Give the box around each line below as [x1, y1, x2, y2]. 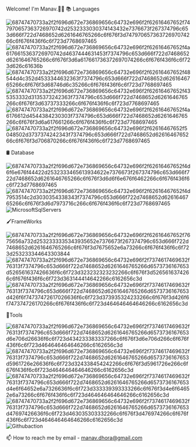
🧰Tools [6, 311, 23, 319]
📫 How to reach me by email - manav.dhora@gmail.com [6, 434, 143, 441]
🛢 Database [6, 149, 35, 156]
